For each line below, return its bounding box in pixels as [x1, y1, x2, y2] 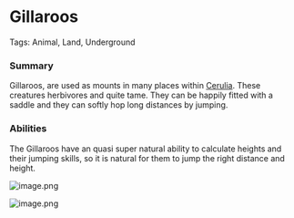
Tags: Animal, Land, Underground [9, 36, 136, 47]
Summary [9, 59, 55, 72]
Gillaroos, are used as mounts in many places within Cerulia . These [9, 80, 261, 91]
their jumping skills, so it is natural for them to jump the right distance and [9, 152, 285, 163]
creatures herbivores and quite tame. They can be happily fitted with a [9, 89, 273, 101]
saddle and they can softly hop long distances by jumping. [9, 99, 228, 110]
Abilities [9, 122, 47, 135]
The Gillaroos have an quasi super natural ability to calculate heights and [9, 143, 282, 154]
